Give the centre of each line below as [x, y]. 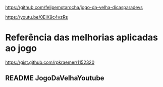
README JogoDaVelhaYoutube [55, 78]
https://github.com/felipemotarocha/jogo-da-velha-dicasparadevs [74, 7]
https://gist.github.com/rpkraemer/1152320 [50, 62]
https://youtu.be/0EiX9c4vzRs [37, 17]
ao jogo [21, 48]
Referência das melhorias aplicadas [82, 38]
